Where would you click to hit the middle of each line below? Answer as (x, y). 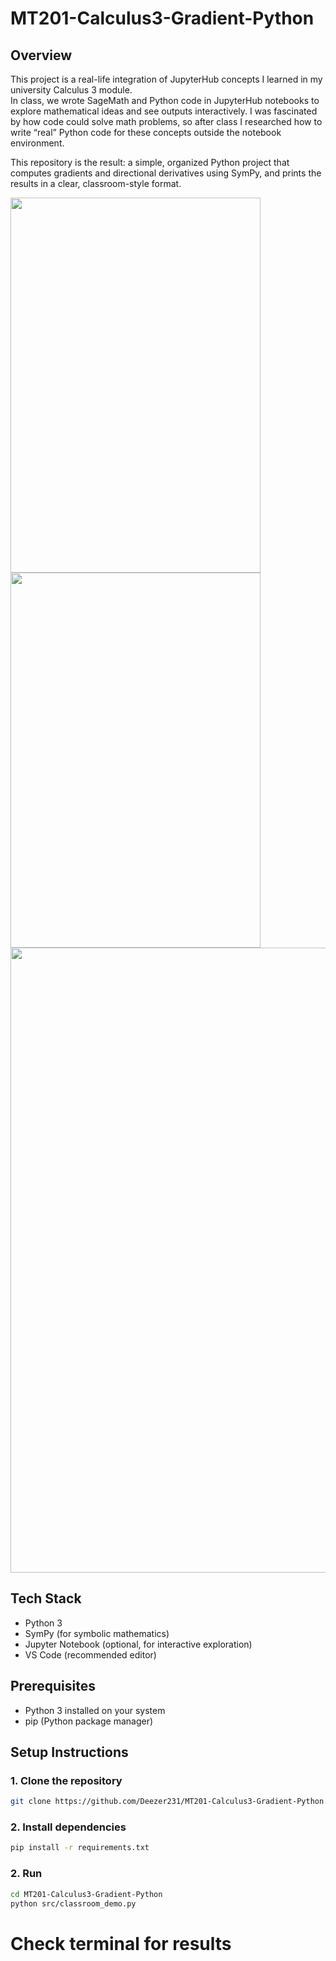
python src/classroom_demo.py (73, 1903)
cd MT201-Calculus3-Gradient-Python (86, 1894)
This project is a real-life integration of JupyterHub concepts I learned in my (166, 79)
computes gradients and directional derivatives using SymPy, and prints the (166, 173)
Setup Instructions (69, 1752)
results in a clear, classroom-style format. (96, 183)
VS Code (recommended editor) (90, 1654)
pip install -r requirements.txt (80, 1848)
